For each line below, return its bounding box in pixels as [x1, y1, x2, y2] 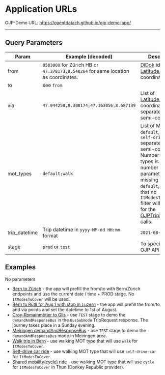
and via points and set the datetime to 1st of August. [12, 306, 118, 313]
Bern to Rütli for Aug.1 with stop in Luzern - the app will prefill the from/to [12, 301, 160, 307]
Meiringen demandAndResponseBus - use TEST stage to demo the [12, 327, 146, 333]
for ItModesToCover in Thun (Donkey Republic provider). [12, 364, 124, 370]
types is [140, 158, 159, 165]
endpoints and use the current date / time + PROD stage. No [12, 291, 135, 297]
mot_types [7, 170, 32, 177]
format [42, 232, 58, 239]
